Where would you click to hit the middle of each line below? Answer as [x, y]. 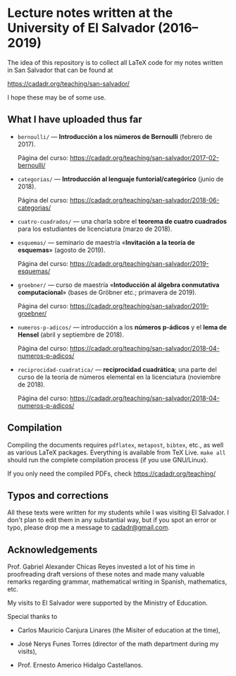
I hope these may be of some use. [57, 97]
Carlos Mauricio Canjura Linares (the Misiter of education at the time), [119, 630]
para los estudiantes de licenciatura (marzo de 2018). [95, 229]
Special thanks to [32, 617]
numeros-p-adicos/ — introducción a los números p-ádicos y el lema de [122, 327]
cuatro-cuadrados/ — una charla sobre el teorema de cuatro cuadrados [122, 221]
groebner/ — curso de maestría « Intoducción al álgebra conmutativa [118, 284]
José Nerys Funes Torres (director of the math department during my [118, 644]
